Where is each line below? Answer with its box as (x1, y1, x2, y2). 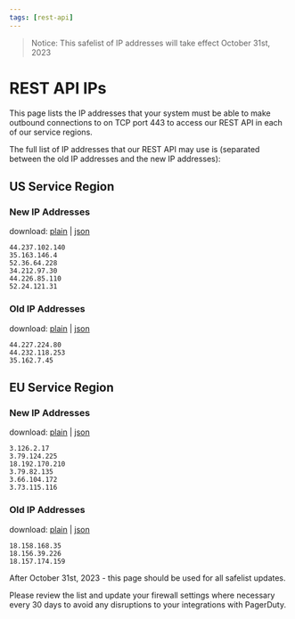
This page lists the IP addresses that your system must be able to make (9, 108, 271, 118)
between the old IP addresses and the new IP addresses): (9, 153, 221, 164)
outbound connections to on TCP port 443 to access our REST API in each (9, 117, 283, 127)
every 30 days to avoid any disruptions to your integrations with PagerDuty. (9, 599, 287, 610)
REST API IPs (9, 77, 107, 98)
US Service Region (9, 179, 115, 194)
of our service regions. (9, 126, 94, 137)
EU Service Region (9, 379, 114, 395)
